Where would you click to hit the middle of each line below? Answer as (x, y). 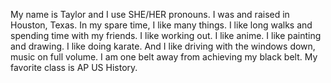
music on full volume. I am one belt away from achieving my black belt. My (164, 57)
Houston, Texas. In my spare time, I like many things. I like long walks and (161, 25)
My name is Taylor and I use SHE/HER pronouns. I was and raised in (150, 14)
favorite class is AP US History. (74, 67)
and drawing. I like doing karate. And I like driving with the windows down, (163, 46)
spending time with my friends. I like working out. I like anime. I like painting (166, 35)
